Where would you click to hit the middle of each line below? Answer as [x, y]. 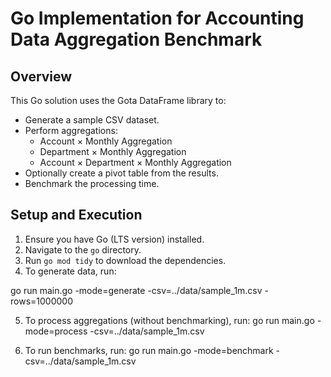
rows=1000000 [41, 301]
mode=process [56, 331]
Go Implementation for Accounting [157, 18]
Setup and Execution [76, 215]
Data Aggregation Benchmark [136, 39]
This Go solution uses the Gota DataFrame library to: [118, 100]
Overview [41, 76]
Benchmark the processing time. [92, 183]
